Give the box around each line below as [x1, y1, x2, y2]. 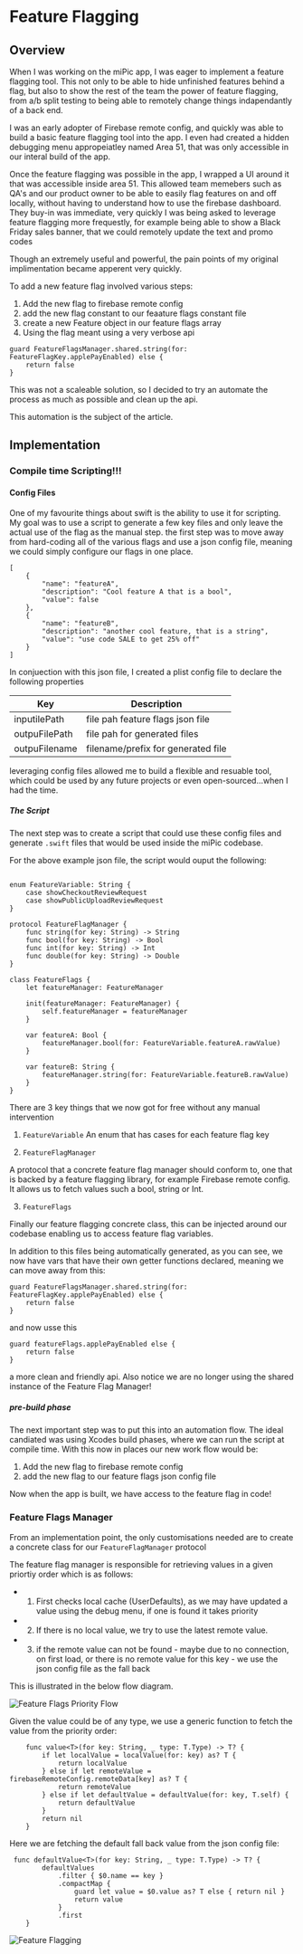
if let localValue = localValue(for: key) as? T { [42, 1750, 237, 1759]
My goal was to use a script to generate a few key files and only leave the [9, 517, 283, 528]
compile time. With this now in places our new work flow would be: [9, 1444, 259, 1454]
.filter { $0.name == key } [57, 1871, 165, 1880]
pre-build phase [9, 1402, 71, 1413]
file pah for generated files [85, 727, 199, 739]
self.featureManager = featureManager [42, 1007, 188, 1016]
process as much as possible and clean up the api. [9, 394, 199, 405]
